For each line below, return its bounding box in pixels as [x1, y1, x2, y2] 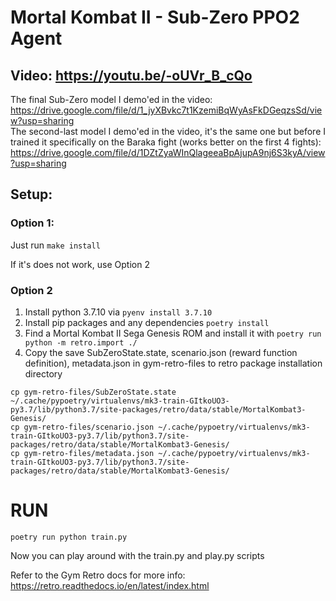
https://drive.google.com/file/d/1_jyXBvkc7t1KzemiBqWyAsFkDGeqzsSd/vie [10, 104, 323, 116]
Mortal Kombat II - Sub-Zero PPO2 [10, 6, 300, 29]
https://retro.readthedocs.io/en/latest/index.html [10, 579, 210, 591]
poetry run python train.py [10, 532, 128, 542]
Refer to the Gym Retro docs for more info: [10, 569, 186, 581]
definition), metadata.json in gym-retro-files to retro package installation [24, 357, 323, 369]
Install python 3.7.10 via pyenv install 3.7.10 [24, 306, 213, 318]
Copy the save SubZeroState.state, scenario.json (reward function [24, 346, 298, 358]
